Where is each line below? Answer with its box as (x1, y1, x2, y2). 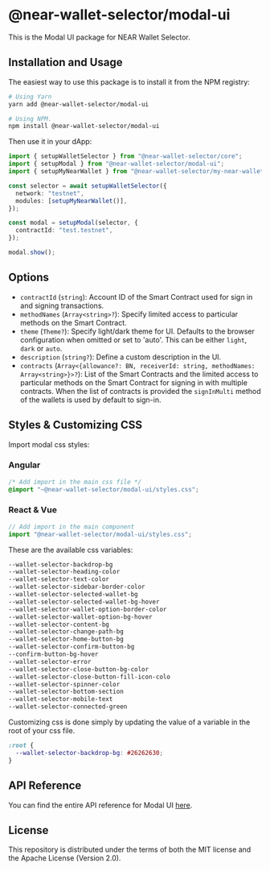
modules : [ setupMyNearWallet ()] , (15, 197, 128, 205)
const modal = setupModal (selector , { (8, 219, 138, 227)
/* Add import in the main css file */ (8, 478, 142, 486)
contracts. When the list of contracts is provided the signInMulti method (19, 386, 261, 396)
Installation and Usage (8, 56, 123, 69)
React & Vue (8, 504, 58, 516)
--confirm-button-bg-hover (8, 650, 99, 658)
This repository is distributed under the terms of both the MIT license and (8, 844, 252, 855)
